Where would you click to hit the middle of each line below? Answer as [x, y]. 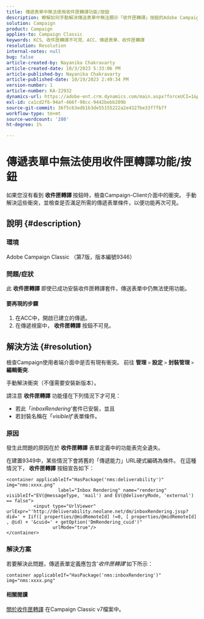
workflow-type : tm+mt [34, 113]
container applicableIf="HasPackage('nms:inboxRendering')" [84, 575]
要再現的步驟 [22, 303]
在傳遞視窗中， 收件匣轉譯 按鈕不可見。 [64, 326]
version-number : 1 [29, 86]
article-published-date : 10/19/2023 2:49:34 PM [68, 79]
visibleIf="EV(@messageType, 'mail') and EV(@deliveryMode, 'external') [100, 496]
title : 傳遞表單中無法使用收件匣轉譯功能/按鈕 [58, 12]
